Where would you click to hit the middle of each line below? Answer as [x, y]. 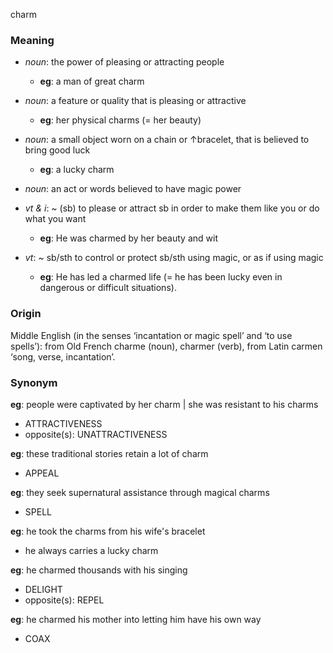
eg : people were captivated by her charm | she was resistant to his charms [164, 404]
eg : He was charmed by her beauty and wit [128, 238]
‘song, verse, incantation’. [63, 356]
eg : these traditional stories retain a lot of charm [109, 453]
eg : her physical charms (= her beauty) [120, 120]
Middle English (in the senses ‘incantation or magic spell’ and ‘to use [151, 335]
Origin [26, 314]
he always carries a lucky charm [91, 550]
